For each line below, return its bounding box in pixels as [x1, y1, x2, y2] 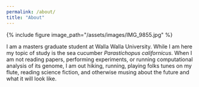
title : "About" [6, 14, 45, 21]
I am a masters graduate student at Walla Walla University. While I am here [6, 43, 193, 50]
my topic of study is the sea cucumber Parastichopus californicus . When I [6, 49, 192, 56]
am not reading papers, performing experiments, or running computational [6, 56, 193, 63]
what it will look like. [6, 75, 57, 82]
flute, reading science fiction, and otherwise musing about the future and [6, 68, 190, 76]
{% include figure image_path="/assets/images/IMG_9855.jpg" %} [6, 31, 173, 38]
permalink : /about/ [6, 8, 56, 15]
